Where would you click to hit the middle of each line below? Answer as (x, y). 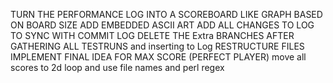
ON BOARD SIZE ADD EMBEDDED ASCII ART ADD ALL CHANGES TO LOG (162, 25)
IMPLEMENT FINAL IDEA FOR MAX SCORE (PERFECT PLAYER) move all (158, 57)
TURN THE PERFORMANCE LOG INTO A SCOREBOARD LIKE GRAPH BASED (166, 14)
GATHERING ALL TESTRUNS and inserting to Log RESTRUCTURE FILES (157, 46)
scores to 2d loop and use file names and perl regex (117, 67)
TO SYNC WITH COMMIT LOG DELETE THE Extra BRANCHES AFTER (152, 35)
